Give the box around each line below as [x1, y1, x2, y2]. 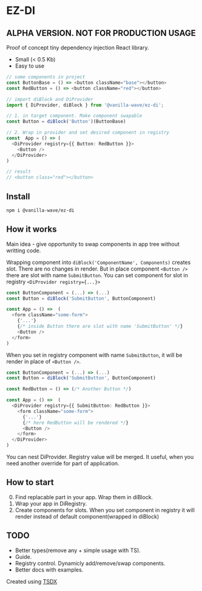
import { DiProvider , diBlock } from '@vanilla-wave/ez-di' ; [6, 102, 164, 108]
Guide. [15, 553, 32, 560]
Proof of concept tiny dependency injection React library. [6, 44, 149, 51]
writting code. [6, 247, 41, 254]
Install [6, 191, 30, 201]
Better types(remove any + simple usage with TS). [15, 547, 141, 554]
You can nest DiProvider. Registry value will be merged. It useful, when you [6, 454, 194, 460]
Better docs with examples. [15, 566, 84, 573]
